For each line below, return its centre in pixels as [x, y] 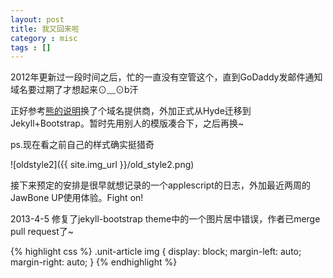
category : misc [44, 38]
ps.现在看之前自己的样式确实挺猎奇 [82, 145]
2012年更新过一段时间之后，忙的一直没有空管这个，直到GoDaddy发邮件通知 [166, 77]
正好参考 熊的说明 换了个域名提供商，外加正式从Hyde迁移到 [131, 111]
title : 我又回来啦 [45, 29]
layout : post [37, 19]
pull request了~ [42, 232]
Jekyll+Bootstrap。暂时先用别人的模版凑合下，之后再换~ [127, 123]
